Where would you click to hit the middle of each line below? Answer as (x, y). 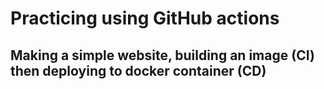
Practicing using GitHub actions (145, 18)
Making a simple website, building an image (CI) (162, 55)
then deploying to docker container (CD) (138, 70)
